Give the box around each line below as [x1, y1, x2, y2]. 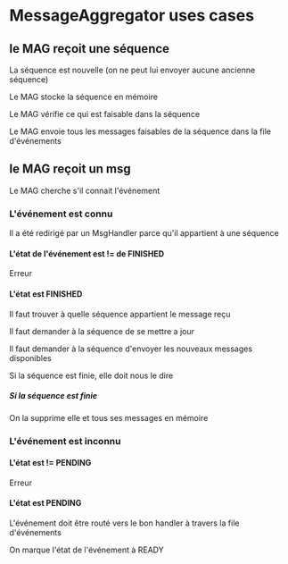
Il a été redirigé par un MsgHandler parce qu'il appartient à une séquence [9, 228, 279, 239]
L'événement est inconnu [9, 435, 121, 448]
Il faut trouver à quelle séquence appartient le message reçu [9, 308, 231, 319]
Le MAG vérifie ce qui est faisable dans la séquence [9, 109, 201, 119]
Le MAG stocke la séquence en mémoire [9, 91, 159, 102]
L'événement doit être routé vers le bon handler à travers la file [9, 518, 240, 528]
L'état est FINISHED [9, 288, 83, 299]
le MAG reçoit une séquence [9, 41, 170, 56]
